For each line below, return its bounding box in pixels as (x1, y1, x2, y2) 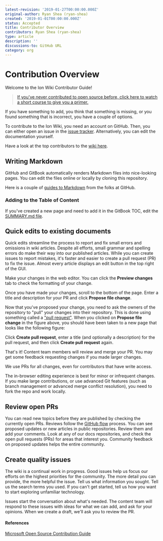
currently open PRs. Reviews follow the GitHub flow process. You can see (5, 421, 153, 427)
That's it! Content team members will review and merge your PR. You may (5, 349, 153, 355)
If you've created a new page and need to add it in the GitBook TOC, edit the (5, 208, 159, 214)
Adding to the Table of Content (5, 197, 79, 204)
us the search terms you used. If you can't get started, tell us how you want (5, 484, 157, 489)
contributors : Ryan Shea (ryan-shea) (5, 30, 82, 35)
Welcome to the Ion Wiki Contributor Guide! (5, 85, 92, 90)
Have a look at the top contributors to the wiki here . (5, 143, 108, 149)
